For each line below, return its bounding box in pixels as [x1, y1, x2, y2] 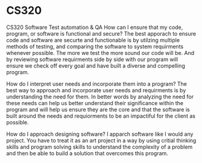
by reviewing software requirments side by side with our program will [6, 56, 178, 63]
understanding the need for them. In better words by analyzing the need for [6, 93, 194, 100]
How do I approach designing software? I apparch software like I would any [6, 130, 194, 138]
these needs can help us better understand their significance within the [6, 99, 184, 106]
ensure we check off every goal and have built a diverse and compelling [6, 62, 185, 69]
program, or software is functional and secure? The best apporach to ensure [6, 30, 197, 37]
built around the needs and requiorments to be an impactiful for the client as [6, 112, 196, 120]
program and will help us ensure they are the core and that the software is [6, 106, 190, 113]
